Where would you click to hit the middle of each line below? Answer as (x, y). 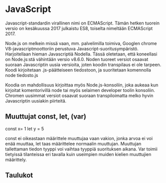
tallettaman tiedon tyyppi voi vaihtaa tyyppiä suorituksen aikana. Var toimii (82, 149)
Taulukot (19, 175)
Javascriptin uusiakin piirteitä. (36, 100)
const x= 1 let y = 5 (24, 128)
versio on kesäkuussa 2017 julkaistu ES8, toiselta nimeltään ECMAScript (79, 28)
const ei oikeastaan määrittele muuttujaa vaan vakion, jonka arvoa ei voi (79, 138)
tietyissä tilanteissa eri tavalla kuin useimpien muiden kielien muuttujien (78, 154)
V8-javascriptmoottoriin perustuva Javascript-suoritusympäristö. (72, 48)
